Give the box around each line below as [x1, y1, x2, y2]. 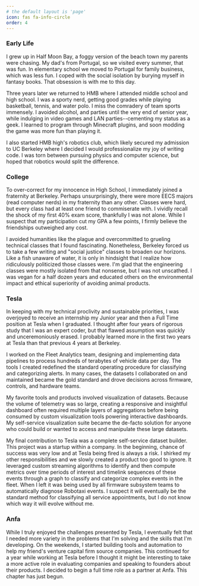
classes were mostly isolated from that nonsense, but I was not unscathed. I [6, 267, 192, 274]
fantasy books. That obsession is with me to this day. [6, 78, 136, 85]
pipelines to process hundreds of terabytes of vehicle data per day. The [6, 357, 182, 365]
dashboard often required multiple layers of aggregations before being [6, 407, 179, 414]
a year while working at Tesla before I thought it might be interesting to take [6, 553, 191, 561]
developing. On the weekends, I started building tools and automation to [6, 541, 182, 548]
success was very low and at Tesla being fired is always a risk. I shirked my [6, 449, 191, 457]
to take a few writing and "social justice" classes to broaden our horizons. [6, 248, 187, 255]
